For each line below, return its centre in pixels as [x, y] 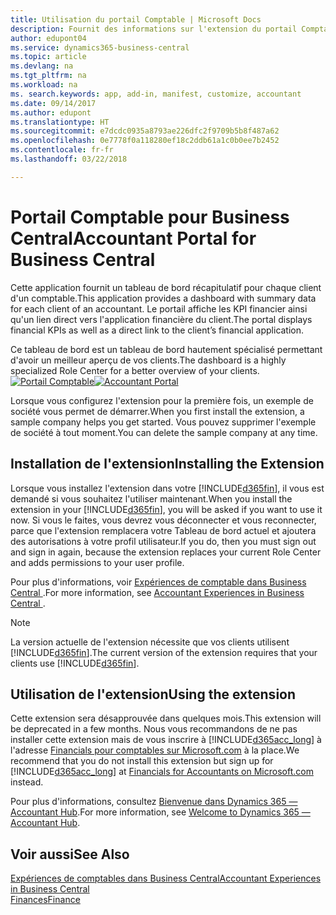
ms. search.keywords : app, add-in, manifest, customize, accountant [156, 94]
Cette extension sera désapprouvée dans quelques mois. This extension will [166, 718]
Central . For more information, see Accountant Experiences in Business [157, 592]
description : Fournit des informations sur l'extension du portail [154, 29]
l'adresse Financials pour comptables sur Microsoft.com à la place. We [155, 750]
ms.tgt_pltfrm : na [48, 76]
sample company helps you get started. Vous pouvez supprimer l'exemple [163, 422]
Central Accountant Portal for [133, 238]
